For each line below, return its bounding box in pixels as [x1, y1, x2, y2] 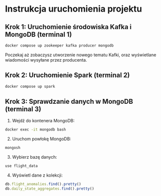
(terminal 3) [5, 105, 41, 113]
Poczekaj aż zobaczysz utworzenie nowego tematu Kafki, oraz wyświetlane [5, 52, 157, 58]
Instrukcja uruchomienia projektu [5, 3, 142, 15]
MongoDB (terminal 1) [5, 30, 72, 38]
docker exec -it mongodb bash [5, 127, 66, 132]
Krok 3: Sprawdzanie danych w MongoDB [5, 97, 133, 105]
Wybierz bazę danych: [12, 154, 57, 160]
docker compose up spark [5, 84, 55, 89]
